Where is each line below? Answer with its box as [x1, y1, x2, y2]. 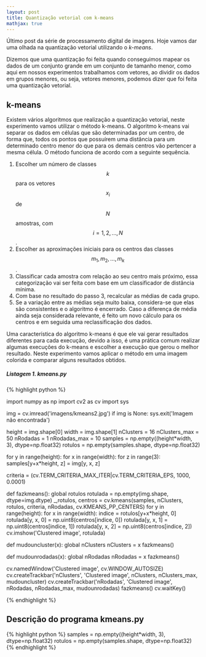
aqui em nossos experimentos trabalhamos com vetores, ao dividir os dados [6, 69, 200, 76]
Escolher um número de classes [15, 160, 97, 168]
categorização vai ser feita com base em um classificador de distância [15, 279, 195, 286]
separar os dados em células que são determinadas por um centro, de [6, 129, 184, 136]
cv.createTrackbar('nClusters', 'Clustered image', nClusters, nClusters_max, [6, 571, 198, 578]
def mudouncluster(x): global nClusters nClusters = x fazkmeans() [6, 541, 174, 548]
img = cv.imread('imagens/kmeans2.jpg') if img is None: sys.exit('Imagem [6, 409, 194, 417]
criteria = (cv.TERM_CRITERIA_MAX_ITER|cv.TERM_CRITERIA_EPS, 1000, [6, 471, 191, 479]
